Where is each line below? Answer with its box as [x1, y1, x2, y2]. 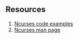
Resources [5, 5, 46, 15]
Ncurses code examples [14, 20, 73, 27]
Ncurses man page [14, 26, 61, 33]
